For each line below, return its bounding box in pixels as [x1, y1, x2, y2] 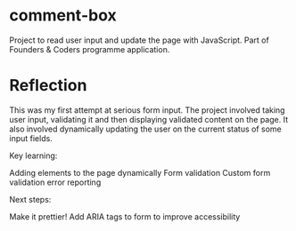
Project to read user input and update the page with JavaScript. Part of [9, 35, 269, 45]
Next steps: [9, 194, 52, 204]
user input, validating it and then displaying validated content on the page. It [9, 114, 288, 124]
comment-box [9, 5, 118, 26]
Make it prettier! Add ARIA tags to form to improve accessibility [9, 211, 241, 222]
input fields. [9, 132, 53, 143]
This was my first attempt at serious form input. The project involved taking [9, 104, 285, 115]
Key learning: [9, 150, 58, 161]
